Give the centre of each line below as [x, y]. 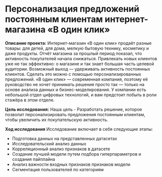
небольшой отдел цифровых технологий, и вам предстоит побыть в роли [81, 95]
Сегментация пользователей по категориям [58, 169]
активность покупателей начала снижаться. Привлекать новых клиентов [81, 58]
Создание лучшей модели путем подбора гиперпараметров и [77, 154]
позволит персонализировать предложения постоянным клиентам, [75, 114]
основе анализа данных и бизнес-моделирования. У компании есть [76, 89]
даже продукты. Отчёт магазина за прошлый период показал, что [73, 53]
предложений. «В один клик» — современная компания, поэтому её [76, 79]
